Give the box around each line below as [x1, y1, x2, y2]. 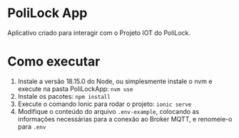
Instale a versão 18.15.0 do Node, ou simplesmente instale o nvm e [17, 77, 213, 85]
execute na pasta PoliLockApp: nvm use [17, 84, 133, 93]
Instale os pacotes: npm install [17, 92, 111, 100]
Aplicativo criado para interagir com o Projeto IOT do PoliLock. [7, 28, 191, 37]
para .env [17, 122, 46, 131]
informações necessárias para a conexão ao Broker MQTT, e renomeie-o [17, 115, 233, 123]
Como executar [7, 53, 101, 70]
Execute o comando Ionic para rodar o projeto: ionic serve [17, 100, 192, 108]
